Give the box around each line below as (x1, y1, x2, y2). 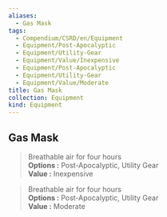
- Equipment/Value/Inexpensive (15, 57, 120, 65)
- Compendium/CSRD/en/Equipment (15, 34, 124, 42)
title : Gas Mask (8, 86, 62, 94)
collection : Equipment (8, 94, 84, 102)
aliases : (8, 11, 38, 20)
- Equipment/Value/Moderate (15, 78, 109, 86)
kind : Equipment (8, 101, 62, 109)
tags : (8, 26, 26, 34)
